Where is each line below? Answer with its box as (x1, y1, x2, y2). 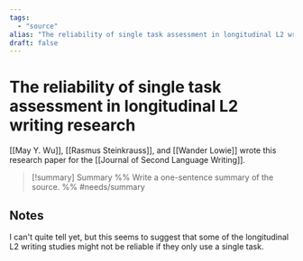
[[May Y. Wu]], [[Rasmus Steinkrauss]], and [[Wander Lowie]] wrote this (9, 145, 277, 156)
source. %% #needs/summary (31, 182, 146, 193)
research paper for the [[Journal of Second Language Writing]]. (9, 155, 246, 166)
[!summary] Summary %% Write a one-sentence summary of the (31, 172, 274, 183)
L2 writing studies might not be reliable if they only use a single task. (9, 241, 264, 252)
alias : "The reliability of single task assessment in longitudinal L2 (9, 30, 284, 39)
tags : (9, 13, 30, 22)
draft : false (9, 38, 59, 48)
